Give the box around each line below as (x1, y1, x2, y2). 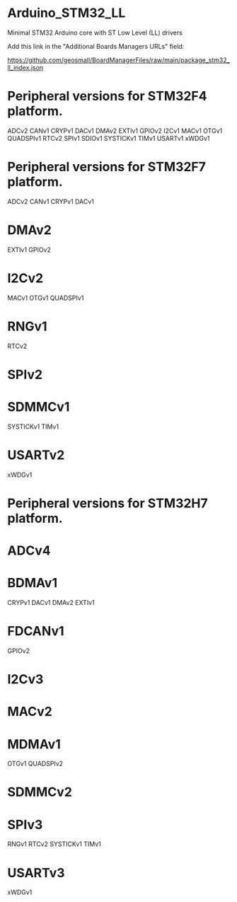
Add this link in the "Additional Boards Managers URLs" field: (7, 42, 185, 50)
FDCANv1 (7, 623, 64, 640)
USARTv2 (7, 447, 65, 463)
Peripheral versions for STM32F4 (7, 88, 207, 104)
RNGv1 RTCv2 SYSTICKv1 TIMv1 (7, 840, 101, 848)
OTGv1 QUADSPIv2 (7, 759, 64, 768)
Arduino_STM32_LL (7, 5, 126, 21)
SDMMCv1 (7, 399, 70, 415)
